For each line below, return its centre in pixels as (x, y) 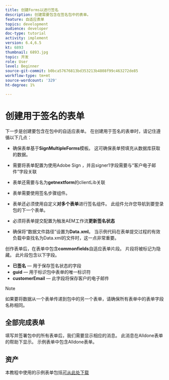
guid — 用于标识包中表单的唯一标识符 (52, 272)
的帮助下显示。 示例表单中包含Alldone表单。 (51, 342)
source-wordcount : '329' (31, 80)
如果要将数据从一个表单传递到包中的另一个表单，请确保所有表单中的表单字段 (84, 299)
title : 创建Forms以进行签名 (32, 10)
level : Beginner (22, 66)
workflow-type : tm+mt (28, 76)
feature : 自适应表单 (25, 19)
